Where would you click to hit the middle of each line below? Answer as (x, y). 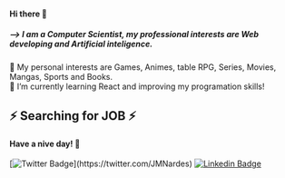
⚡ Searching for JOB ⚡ (73, 116)
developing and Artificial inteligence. (81, 44)
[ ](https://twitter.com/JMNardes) (101, 163)
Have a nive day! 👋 (45, 143)
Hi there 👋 (28, 14)
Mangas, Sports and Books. (61, 76)
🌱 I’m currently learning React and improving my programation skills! (137, 86)
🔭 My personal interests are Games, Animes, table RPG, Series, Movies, (143, 67)
